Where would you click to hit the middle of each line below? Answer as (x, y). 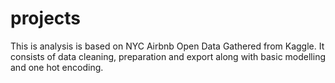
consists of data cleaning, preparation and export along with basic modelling (168, 56)
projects (46, 18)
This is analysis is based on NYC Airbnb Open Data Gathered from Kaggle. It (167, 46)
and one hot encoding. (57, 67)
